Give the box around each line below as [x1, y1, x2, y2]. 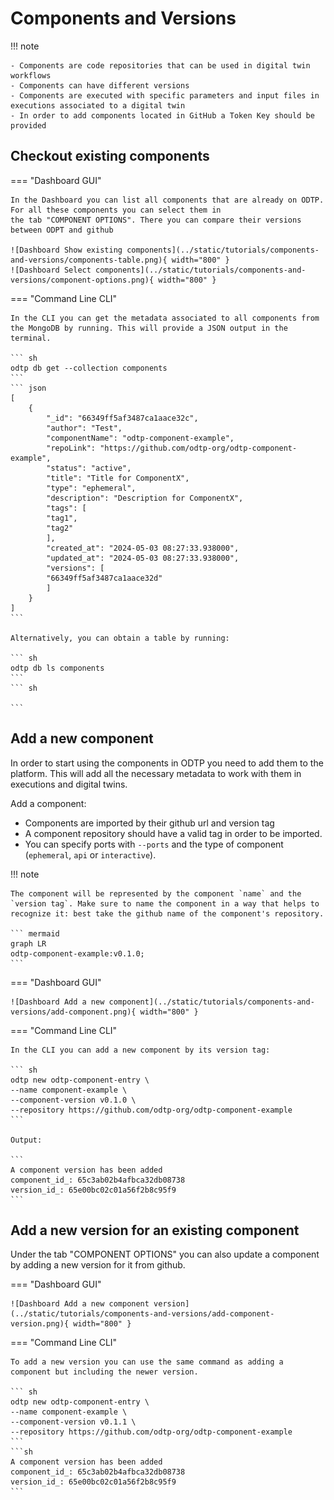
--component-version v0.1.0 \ [10, 1095, 137, 1105]
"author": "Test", [46, 423, 123, 433]
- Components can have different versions [10, 80, 190, 91]
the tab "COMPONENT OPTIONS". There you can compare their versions [10, 215, 302, 225]
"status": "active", [46, 463, 132, 473]
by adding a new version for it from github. [10, 1259, 186, 1271]
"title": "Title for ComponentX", [46, 473, 190, 483]
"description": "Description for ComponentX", [46, 493, 244, 503]
